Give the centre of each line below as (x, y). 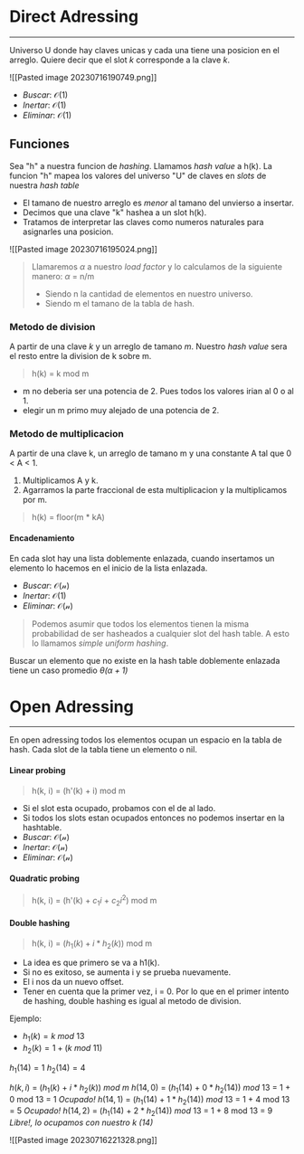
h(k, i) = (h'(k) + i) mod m (78, 790)
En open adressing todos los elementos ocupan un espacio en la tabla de (146, 740)
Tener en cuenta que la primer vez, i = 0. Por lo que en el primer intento (156, 991)
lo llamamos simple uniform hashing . (100, 643)
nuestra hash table (44, 185)
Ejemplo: (26, 1018)
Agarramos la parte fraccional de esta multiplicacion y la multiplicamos (155, 490)
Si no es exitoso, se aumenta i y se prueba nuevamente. (127, 972)
